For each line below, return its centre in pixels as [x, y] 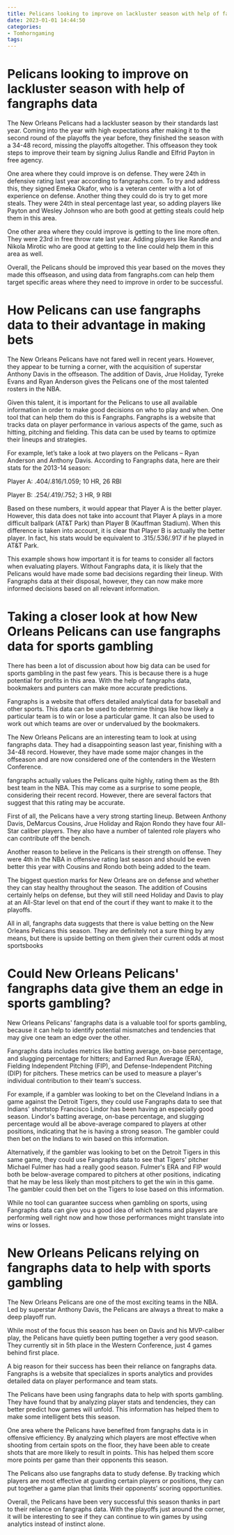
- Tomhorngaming [31, 33]
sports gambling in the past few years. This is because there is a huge [108, 673]
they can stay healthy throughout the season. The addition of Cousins [107, 887]
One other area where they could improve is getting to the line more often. [114, 232]
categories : [24, 27]
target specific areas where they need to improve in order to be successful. [115, 282]
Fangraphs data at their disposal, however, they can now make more [105, 581]
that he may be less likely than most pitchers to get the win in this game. [111, 1181]
